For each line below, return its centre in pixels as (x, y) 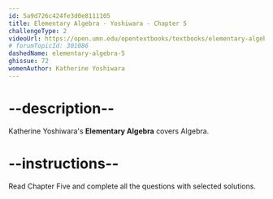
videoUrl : (25, 38)
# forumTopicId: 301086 (49, 46)
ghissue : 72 (28, 61)
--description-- (62, 108)
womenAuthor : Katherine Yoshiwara (67, 69)
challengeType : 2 (38, 31)
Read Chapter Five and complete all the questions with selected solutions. (132, 186)
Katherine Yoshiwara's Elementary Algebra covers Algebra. (109, 131)
